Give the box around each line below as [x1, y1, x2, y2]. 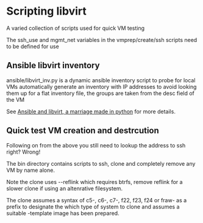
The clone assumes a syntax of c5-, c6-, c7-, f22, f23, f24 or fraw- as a [6, 196, 187, 204]
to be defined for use [6, 43, 59, 50]
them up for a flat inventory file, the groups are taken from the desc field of [6, 90, 195, 97]
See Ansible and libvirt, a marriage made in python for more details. [6, 108, 176, 115]
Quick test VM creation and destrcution [6, 126, 160, 136]
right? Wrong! [6, 148, 41, 155]
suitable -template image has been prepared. [6, 209, 120, 217]
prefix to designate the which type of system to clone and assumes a [6, 203, 180, 210]
